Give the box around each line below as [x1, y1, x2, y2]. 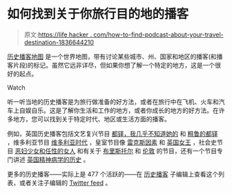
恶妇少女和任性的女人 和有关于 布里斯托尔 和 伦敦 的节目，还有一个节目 [14, 146, 217, 155]
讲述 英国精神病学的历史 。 [12, 155, 90, 163]
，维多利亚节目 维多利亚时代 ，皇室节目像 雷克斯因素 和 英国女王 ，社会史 [7, 138, 217, 146]
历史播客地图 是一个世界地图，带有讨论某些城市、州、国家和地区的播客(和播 [7, 52, 223, 61]
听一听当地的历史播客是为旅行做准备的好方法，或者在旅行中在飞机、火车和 [7, 97, 219, 105]
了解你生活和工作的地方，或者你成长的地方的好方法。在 [61, 106, 219, 114]
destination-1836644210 [23, 38, 95, 46]
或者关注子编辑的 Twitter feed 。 [19, 179, 112, 187]
